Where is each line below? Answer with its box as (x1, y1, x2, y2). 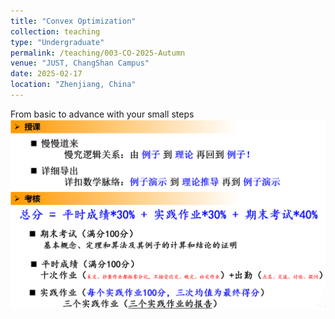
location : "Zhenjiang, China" (10, 80, 137, 90)
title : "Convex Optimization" (10, 16, 137, 26)
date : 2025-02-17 (10, 69, 83, 79)
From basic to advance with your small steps (10, 108, 195, 120)
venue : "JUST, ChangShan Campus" (10, 58, 150, 69)
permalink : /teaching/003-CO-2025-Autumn (10, 48, 186, 58)
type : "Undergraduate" (10, 37, 105, 47)
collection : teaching (10, 26, 101, 37)
